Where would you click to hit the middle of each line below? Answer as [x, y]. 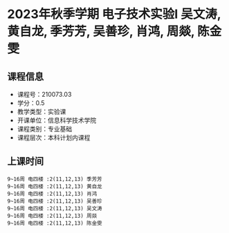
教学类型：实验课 [42, 112]
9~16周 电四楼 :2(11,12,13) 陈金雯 [55, 223]
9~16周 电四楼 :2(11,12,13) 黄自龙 [55, 186]
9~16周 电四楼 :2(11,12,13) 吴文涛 [55, 208]
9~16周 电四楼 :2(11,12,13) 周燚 [52, 216]
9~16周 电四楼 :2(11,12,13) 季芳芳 [55, 179]
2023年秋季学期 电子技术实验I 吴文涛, [114, 14]
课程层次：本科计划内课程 [54, 138]
